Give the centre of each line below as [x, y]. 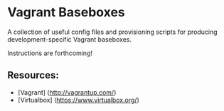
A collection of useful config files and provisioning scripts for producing [113, 32]
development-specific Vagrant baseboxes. [70, 39]
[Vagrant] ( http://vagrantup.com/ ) [67, 92]
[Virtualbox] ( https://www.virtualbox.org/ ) [79, 100]
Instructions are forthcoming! [50, 53]
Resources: [33, 75]
